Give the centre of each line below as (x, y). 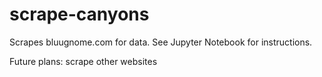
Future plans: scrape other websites (83, 61)
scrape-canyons (79, 14)
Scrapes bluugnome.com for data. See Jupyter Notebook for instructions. (161, 42)
